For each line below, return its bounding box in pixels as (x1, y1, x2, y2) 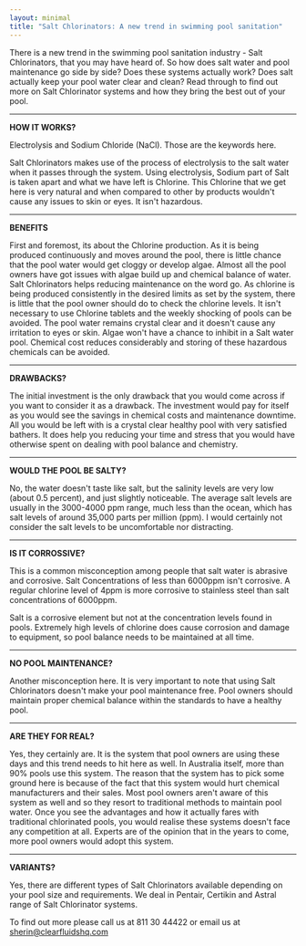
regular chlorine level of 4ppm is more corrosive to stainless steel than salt (9, 585, 290, 596)
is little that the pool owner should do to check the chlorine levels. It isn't (9, 297, 281, 308)
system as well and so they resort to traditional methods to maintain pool (9, 796, 282, 807)
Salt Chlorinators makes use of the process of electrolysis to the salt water (9, 157, 290, 168)
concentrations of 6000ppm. (9, 594, 117, 605)
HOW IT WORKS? (9, 121, 76, 132)
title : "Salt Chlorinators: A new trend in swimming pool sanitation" (9, 22, 283, 31)
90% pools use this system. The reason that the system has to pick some (9, 767, 285, 778)
